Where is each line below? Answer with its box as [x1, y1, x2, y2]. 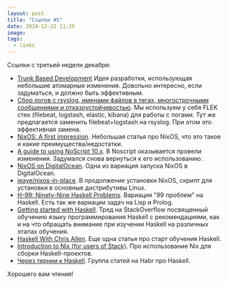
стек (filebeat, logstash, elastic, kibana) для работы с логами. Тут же [16, 111, 216, 119]
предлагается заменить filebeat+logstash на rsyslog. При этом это [16, 118, 212, 126]
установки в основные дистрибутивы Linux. [16, 183, 146, 192]
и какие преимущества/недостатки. [16, 140, 123, 148]
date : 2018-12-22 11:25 [7, 23, 76, 30]
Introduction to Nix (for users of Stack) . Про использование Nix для [16, 242, 212, 250]
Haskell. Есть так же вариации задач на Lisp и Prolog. [16, 198, 174, 206]
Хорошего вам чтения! [7, 270, 73, 278]
